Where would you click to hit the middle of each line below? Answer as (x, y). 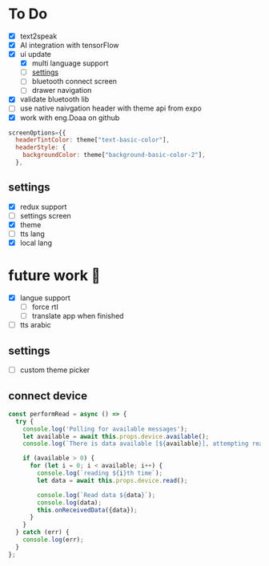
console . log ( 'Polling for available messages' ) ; (105, 429)
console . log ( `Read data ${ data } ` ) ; (96, 495)
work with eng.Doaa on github (70, 118)
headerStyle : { (41, 148)
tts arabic (36, 325)
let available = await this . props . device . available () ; (116, 436)
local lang (36, 243)
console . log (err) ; (53, 540)
